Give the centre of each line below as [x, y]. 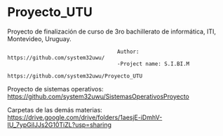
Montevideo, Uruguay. [39, 38]
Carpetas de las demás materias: [55, 109]
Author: [128, 52]
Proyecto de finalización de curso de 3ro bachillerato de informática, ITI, [111, 31]
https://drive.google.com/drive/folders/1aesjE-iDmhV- [85, 117]
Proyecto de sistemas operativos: [55, 89]
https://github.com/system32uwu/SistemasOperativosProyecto [98, 96]
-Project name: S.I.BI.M [153, 63]
